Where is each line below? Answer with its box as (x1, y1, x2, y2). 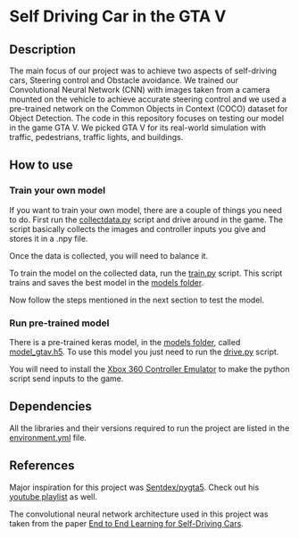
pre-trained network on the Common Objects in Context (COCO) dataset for (9, 103, 288, 113)
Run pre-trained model (9, 317, 110, 329)
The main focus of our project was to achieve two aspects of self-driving (9, 65, 278, 76)
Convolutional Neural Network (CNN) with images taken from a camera (9, 85, 270, 95)
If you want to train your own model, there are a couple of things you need (9, 204, 283, 215)
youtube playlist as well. (9, 491, 98, 501)
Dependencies (9, 399, 92, 414)
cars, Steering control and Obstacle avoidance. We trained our (9, 75, 239, 86)
